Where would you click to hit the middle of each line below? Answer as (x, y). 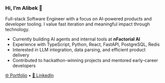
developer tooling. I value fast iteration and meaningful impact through (77, 24)
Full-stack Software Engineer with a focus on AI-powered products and (78, 19)
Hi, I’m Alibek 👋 (24, 8)
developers (24, 66)
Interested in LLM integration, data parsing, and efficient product (79, 50)
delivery (21, 55)
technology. (17, 29)
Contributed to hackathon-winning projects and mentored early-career (85, 60)
